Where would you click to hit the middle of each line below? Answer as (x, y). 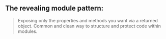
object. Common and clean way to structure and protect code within (89, 26)
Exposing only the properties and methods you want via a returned (88, 20)
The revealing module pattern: (54, 8)
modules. (27, 31)
